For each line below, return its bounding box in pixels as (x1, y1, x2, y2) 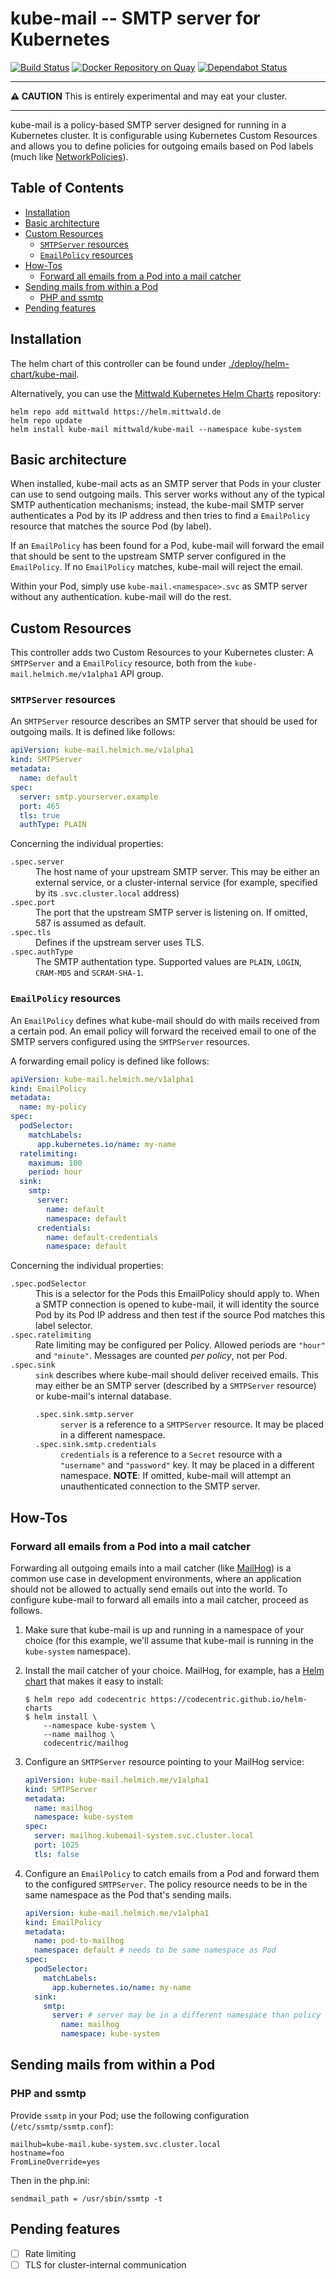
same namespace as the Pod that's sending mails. (24, 1888, 232, 1901)
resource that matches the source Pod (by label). (10, 520, 212, 532)
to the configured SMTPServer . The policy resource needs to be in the (24, 1878, 308, 1890)
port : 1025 (34, 1840, 80, 1851)
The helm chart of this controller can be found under (10, 357, 227, 369)
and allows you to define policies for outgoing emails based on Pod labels (10, 140, 314, 152)
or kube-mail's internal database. (35, 1390, 172, 1402)
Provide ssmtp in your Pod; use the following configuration (10, 2109, 250, 2121)
